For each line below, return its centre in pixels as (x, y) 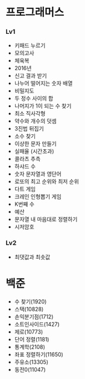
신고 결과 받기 (30, 76)
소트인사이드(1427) (37, 324)
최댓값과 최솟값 (32, 257)
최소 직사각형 (30, 114)
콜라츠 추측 (27, 159)
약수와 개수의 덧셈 (35, 121)
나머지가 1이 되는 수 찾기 (43, 106)
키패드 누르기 (30, 45)
